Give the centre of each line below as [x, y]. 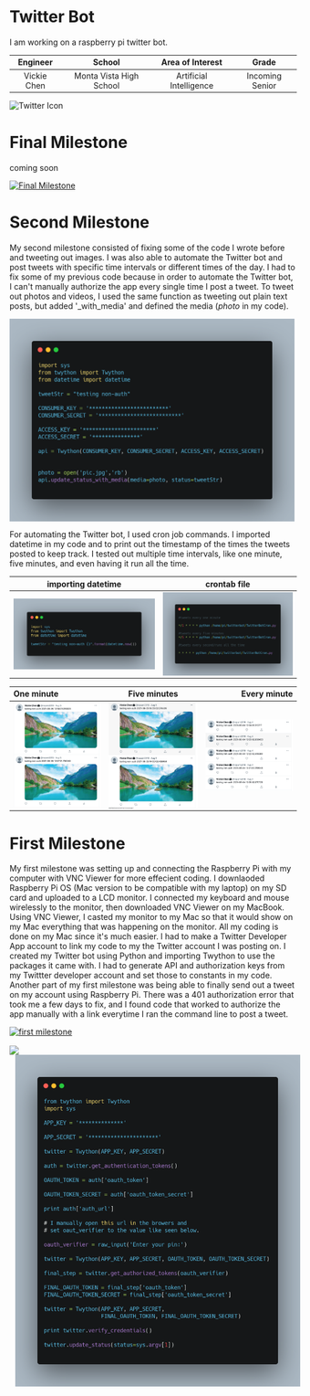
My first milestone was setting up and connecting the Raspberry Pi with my [150, 869]
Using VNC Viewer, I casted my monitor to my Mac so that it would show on [151, 917]
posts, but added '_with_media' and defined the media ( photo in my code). [149, 306]
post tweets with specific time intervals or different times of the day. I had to [153, 268]
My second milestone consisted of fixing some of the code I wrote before [147, 248]
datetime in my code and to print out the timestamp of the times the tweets [150, 545]
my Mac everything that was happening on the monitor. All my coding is [144, 927]
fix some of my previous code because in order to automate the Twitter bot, [151, 277]
